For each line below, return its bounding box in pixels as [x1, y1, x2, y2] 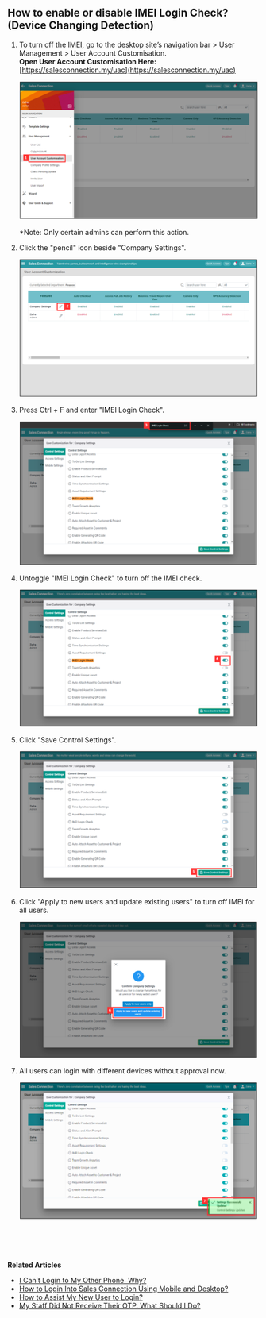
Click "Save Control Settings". [18, 735, 117, 745]
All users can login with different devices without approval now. [18, 1066, 227, 1075]
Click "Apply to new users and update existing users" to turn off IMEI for [18, 896, 255, 906]
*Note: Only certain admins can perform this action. [18, 227, 190, 237]
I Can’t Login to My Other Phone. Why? [18, 1276, 147, 1285]
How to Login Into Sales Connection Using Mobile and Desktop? [18, 1284, 229, 1293]
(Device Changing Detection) [7, 19, 154, 33]
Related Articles [7, 1260, 62, 1270]
